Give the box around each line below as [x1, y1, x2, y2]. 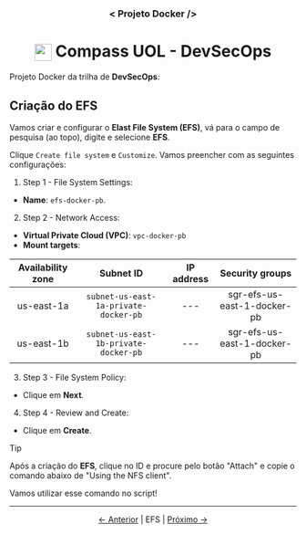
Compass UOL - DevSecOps [55, 41, 272, 62]
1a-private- [95, 300, 148, 311]
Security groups [219, 267, 292, 280]
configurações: [9, 159, 66, 171]
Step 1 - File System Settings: [22, 177, 134, 188]
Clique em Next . [22, 390, 85, 401]
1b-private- [95, 339, 148, 349]
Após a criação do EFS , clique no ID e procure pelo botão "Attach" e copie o [9, 460, 296, 472]
